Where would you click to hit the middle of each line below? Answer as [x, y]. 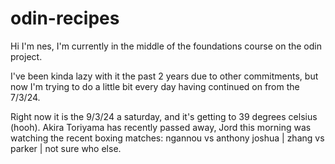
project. [26, 56]
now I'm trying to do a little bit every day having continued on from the [155, 86]
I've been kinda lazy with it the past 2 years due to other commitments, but [164, 76]
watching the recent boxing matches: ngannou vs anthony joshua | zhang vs [167, 138]
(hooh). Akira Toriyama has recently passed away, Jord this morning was [161, 127]
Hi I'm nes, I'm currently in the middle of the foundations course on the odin [166, 46]
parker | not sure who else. [66, 148]
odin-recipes [65, 18]
